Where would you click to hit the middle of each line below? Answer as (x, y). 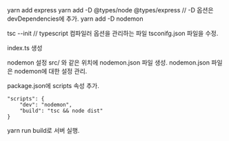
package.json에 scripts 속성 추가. (53, 86)
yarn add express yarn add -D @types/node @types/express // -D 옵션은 (110, 10)
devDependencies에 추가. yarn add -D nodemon (75, 19)
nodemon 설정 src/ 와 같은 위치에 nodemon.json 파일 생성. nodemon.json (109, 63)
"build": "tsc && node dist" (61, 111)
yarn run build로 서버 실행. (43, 130)
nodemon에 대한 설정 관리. (51, 71)
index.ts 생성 (25, 48)
